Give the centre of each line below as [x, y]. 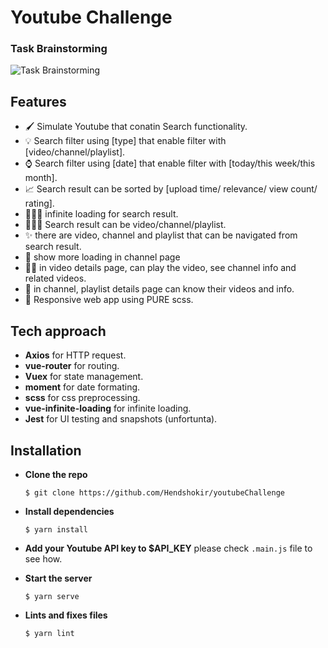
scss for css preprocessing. [82, 398]
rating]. [39, 203]
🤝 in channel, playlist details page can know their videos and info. [159, 289]
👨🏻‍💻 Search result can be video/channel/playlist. [125, 225]
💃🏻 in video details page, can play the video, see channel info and [160, 268]
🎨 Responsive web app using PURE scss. [109, 300]
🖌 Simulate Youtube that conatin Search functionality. [136, 127]
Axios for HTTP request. [75, 355]
